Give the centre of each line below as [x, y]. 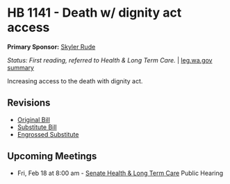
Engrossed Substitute [48, 134]
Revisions [29, 103]
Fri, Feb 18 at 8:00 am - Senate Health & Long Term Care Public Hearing [120, 173]
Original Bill [34, 119]
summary [21, 67]
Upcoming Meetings [52, 157]
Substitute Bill [37, 127]
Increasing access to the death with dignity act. [75, 81]
